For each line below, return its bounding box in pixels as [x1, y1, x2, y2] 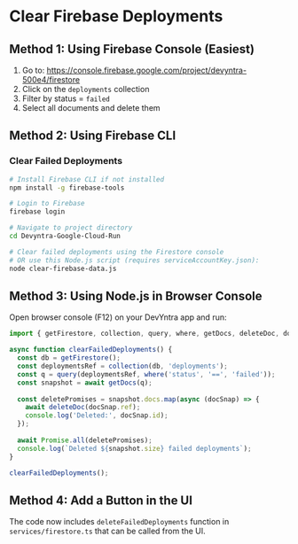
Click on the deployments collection [21, 84, 150, 94]
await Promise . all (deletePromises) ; [17, 436, 153, 445]
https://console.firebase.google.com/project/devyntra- [46, 65, 247, 75]
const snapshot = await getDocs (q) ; [17, 378, 153, 387]
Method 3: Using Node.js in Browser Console [9, 288, 263, 303]
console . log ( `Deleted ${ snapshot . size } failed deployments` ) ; [17, 444, 252, 453]
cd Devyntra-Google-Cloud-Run [9, 232, 122, 241]
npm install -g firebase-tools [9, 183, 125, 192]
